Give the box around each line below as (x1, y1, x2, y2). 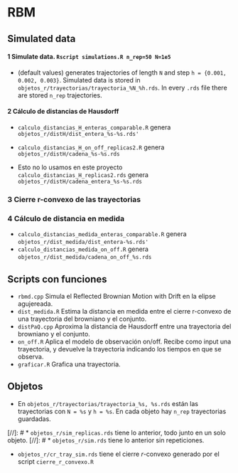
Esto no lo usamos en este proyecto (17, 163, 123, 171)
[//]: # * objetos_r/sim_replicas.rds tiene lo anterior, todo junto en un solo (7, 428, 226, 437)
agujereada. (17, 299, 53, 308)
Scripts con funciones (7, 273, 108, 285)
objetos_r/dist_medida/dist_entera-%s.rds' (17, 239, 149, 246)
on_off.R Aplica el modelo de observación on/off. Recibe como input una (17, 337, 232, 346)
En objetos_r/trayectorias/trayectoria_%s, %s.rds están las (17, 399, 199, 408)
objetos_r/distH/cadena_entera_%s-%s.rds (17, 178, 142, 185)
